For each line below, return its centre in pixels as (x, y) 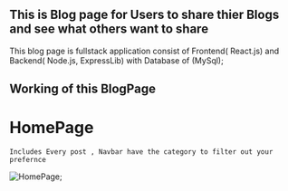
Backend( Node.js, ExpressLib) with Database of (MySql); (116, 60)
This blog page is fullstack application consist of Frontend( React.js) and (144, 51)
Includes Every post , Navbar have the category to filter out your (141, 152)
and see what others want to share (109, 29)
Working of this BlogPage (83, 89)
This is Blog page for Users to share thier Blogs (144, 15)
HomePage (52, 128)
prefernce (28, 160)
